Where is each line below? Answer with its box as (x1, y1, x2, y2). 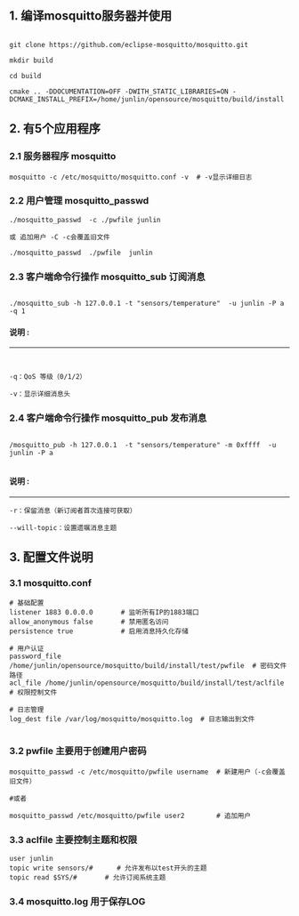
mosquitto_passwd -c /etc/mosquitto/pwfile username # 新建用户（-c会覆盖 (9, 767, 287, 776)
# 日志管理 (9, 705, 44, 714)
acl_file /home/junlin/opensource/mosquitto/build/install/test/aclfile (9, 679, 285, 687)
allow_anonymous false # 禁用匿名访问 (9, 617, 169, 627)
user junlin (9, 855, 53, 864)
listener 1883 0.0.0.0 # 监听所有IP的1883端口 (9, 608, 199, 617)
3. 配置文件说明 (9, 550, 93, 565)
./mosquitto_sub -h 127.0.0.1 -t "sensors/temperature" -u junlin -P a (9, 299, 285, 309)
